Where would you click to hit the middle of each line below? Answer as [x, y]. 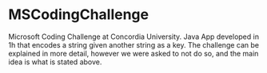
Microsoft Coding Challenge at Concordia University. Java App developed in [134, 36]
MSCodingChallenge [79, 15]
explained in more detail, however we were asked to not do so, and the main [133, 53]
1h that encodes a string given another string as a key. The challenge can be [134, 44]
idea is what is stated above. [55, 62]
